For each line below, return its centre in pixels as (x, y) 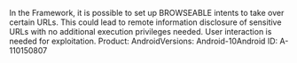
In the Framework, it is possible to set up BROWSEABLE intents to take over (147, 13)
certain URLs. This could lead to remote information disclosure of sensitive (145, 22)
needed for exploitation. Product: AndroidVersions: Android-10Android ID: (144, 41)
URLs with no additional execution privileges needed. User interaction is (141, 31)
